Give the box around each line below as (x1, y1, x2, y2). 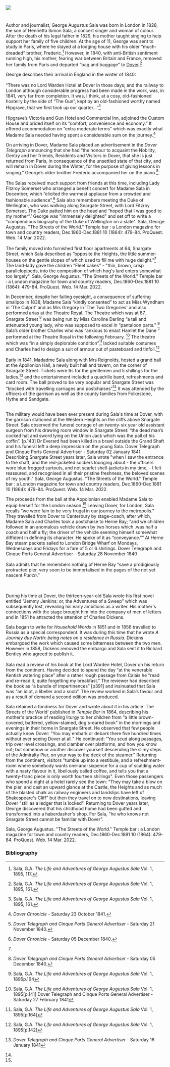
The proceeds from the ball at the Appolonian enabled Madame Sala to (6, 496, 153, 502)
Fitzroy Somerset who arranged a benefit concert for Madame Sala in (6, 185, 150, 191)
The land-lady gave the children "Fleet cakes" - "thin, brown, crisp (6, 262, 144, 268)
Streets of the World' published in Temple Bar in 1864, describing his (6, 709, 148, 715)
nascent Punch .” (6, 572, 40, 578)
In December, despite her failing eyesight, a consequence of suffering (6, 294, 151, 300)
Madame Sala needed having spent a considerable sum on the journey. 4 (6, 131, 156, 138)
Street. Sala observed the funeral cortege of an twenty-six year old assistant (6, 422, 165, 428)
